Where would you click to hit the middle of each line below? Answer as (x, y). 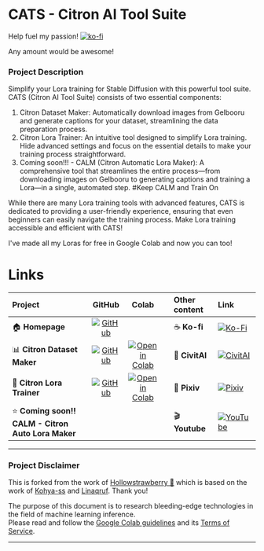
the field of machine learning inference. (72, 514)
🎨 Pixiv (187, 388)
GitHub (106, 305)
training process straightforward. (73, 154)
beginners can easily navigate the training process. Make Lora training (122, 220)
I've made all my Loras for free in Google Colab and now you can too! (120, 243)
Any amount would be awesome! (61, 51)
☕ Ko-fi (188, 326)
